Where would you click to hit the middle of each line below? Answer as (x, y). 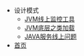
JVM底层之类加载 (49, 28)
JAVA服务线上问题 (50, 36)
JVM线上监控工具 (49, 19)
